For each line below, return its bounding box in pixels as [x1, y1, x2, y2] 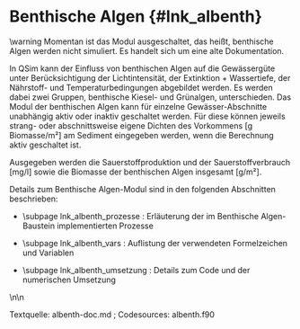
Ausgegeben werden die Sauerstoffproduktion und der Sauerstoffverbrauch [9, 156, 290, 167]
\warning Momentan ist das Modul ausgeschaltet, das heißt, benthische [9, 36, 274, 47]
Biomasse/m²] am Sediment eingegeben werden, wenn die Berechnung [9, 129, 274, 140]
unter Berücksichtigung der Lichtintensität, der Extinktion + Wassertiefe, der [9, 72, 291, 83]
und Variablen [22, 247, 75, 258]
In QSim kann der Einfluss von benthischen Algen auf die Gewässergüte [9, 63, 276, 74]
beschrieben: [9, 193, 58, 204]
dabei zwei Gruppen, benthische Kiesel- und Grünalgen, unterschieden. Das [9, 92, 292, 102]
